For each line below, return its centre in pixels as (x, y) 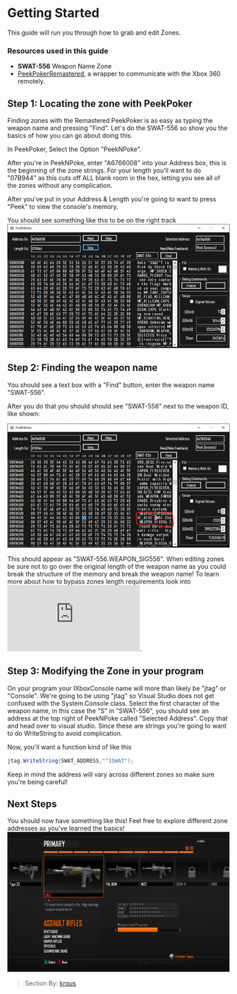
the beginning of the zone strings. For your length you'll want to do (104, 170)
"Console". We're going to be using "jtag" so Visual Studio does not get (111, 696)
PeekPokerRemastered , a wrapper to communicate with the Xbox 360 (119, 74)
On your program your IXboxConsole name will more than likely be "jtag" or (117, 688)
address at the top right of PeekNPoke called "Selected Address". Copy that (117, 718)
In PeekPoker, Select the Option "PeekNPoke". (74, 149)
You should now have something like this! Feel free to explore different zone (117, 821)
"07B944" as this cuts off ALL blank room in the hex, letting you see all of (114, 178)
